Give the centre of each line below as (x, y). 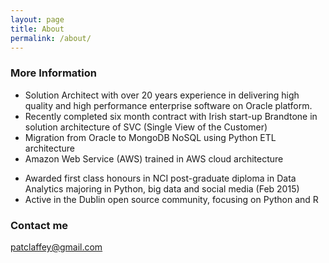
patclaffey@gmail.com (56, 247)
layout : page (37, 19)
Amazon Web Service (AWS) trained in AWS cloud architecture (154, 158)
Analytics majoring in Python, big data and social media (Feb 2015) (162, 188)
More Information (53, 73)
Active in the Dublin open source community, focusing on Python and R (171, 199)
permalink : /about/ (51, 38)
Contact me (39, 225)
